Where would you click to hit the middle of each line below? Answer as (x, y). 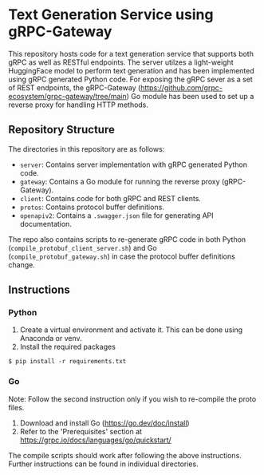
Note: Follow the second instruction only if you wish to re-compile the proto (132, 399)
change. (22, 264)
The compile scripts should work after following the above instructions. (125, 455)
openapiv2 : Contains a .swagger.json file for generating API (116, 215)
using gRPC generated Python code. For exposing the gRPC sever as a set (130, 79)
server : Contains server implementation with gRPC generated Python (133, 164)
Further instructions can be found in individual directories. (103, 464)
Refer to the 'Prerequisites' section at (81, 431)
